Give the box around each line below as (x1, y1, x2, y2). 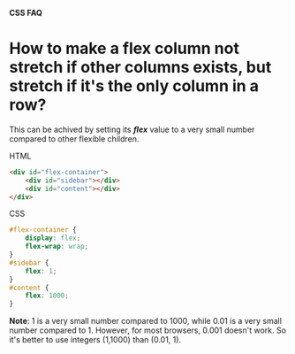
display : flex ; (25, 234, 81, 242)
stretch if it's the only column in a (9, 76, 259, 96)
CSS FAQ (9, 8, 42, 18)
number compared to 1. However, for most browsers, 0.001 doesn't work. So (9, 325, 287, 335)
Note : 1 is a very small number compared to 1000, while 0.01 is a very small (9, 316, 283, 327)
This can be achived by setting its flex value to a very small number (9, 124, 255, 135)
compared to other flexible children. (9, 133, 140, 144)
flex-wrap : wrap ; (25, 242, 89, 251)
